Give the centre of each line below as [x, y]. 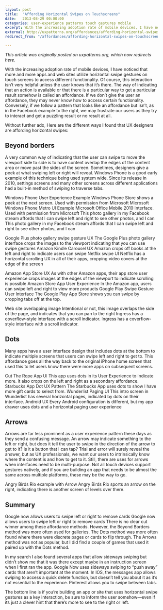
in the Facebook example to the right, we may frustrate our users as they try [81, 110]
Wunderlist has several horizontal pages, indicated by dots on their [72, 396]
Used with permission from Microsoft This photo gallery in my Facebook [77, 213]
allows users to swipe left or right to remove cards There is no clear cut [76, 522]
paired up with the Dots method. [37, 547]
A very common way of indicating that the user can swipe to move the [75, 157]
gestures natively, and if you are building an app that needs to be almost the [81, 470]
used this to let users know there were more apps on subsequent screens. [79, 366]
